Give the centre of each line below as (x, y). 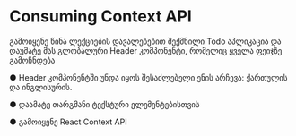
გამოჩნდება (32, 60)
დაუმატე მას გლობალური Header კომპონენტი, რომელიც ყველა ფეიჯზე (146, 50)
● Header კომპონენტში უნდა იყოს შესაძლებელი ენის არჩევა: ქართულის (148, 77)
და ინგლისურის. (41, 87)
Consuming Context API (101, 17)
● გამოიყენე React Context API (68, 122)
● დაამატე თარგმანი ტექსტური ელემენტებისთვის (104, 104)
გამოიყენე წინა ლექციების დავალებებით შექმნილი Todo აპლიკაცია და (145, 41)
